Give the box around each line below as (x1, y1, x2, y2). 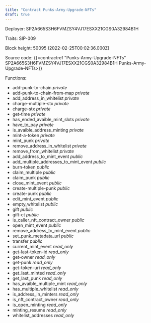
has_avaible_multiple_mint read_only (12, 280, 87, 287)
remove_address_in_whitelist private (12, 143, 87, 149)
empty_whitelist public (12, 201, 58, 207)
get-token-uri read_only (12, 265, 62, 271)
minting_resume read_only (12, 307, 67, 313)
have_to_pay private (12, 122, 54, 128)
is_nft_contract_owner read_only (12, 296, 79, 302)
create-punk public (12, 190, 52, 196)
